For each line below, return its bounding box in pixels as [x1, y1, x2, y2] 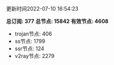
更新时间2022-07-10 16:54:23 [6, 5, 79, 12]
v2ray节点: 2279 [14, 53, 55, 59]
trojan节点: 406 [14, 30, 52, 37]
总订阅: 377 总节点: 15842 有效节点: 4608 [6, 18, 109, 25]
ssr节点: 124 [14, 45, 44, 52]
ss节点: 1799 [14, 38, 45, 44]
